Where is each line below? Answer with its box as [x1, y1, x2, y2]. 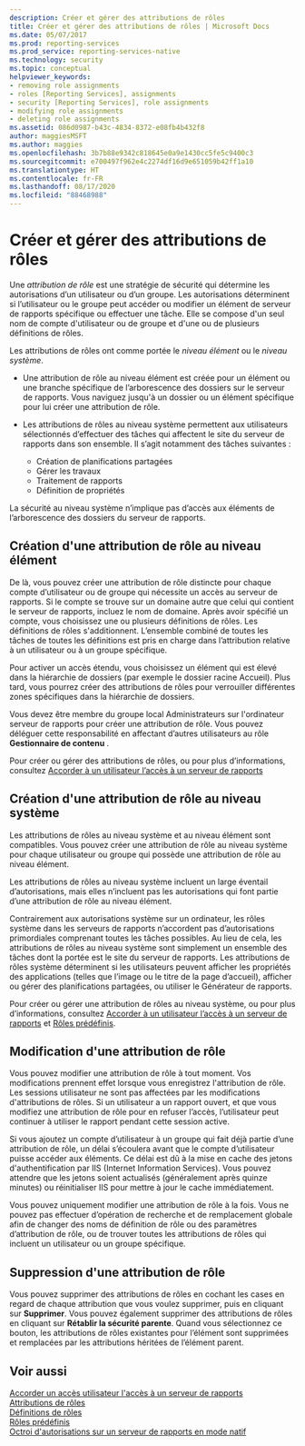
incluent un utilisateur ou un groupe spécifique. [9, 1238, 186, 1250]
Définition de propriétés [35, 484, 125, 495]
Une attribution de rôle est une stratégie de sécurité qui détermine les [9, 279, 271, 290]
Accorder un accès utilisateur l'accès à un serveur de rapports [9, 1388, 243, 1398]
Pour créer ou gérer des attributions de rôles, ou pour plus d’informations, [9, 755, 286, 766]
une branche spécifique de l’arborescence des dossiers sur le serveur [22, 382, 285, 393]
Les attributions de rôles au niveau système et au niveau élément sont [9, 829, 271, 841]
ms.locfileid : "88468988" [9, 191, 107, 200]
